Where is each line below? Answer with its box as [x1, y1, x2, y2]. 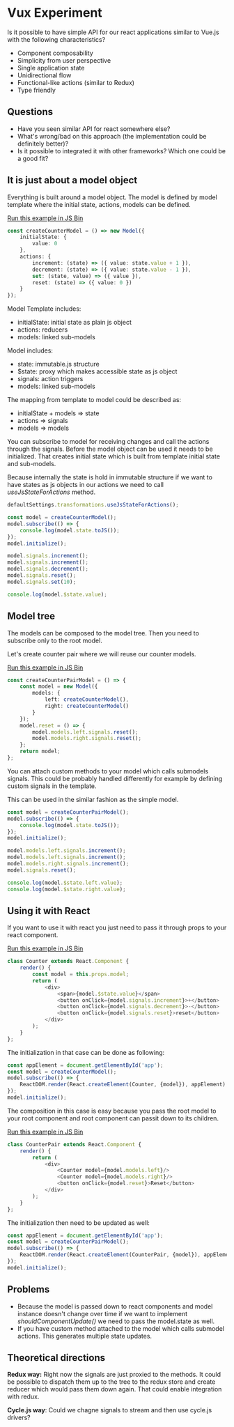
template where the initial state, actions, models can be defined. [7, 200, 192, 208]
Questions [7, 106, 54, 118]
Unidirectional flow [17, 71, 72, 79]
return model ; [19, 748, 61, 755]
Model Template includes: [7, 304, 81, 313]
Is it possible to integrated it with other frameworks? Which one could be [17, 146, 226, 155]
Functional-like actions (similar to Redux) [17, 78, 134, 86]
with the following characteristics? [7, 35, 106, 43]
